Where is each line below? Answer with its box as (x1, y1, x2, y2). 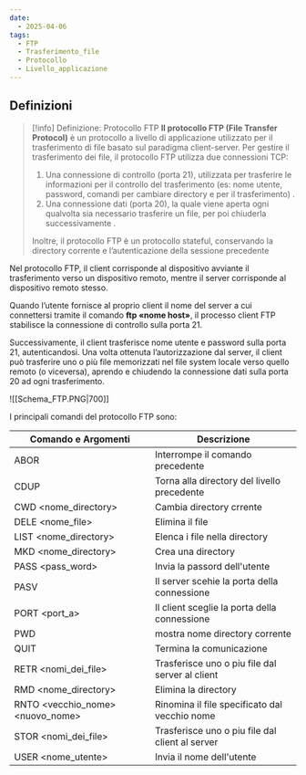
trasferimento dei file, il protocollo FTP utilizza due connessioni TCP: (31, 152, 289, 162)
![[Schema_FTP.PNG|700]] (9, 393, 109, 404)
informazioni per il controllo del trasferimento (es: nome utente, (45, 179, 283, 190)
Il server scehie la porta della (154, 574, 279, 587)
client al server (154, 736, 219, 749)
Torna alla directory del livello (154, 474, 280, 487)
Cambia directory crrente (154, 500, 262, 513)
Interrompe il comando (154, 448, 252, 461)
